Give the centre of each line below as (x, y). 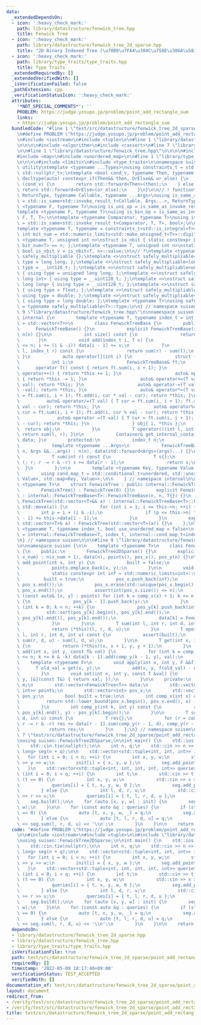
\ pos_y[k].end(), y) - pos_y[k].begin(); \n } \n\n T (103, 713)
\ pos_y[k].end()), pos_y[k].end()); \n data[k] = (100, 618)
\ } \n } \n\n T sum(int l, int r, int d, (101, 624)
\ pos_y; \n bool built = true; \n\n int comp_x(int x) (104, 696)
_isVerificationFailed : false (49, 84)
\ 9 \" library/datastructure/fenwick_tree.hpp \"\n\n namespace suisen (106, 312)
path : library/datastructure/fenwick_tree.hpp (76, 28)
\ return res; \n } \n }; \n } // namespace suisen (104, 729)
